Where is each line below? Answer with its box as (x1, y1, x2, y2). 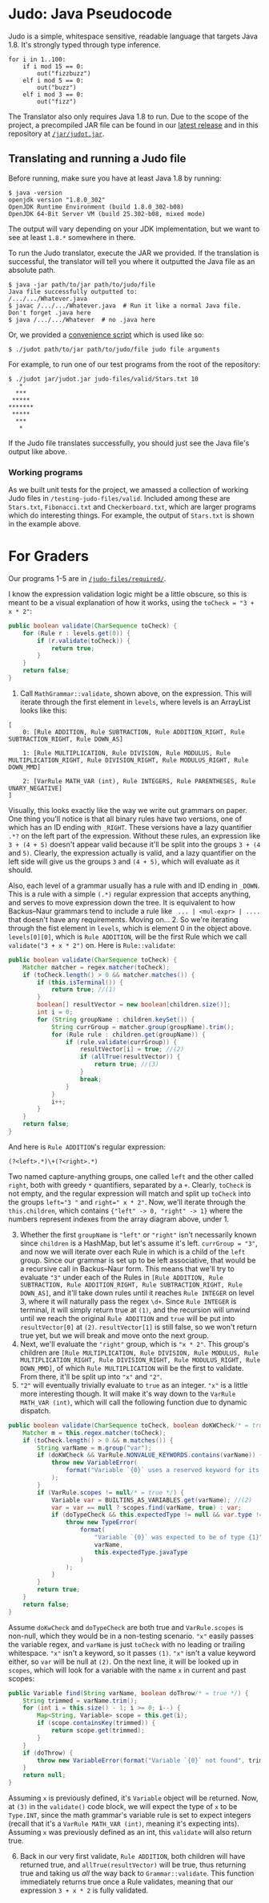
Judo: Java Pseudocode (8, 5, 172, 23)
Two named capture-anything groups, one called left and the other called (8, 1171, 254, 1181)
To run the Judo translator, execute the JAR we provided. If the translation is (8, 248, 259, 258)
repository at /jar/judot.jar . (8, 128, 105, 138)
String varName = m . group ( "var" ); (37, 1444, 152, 1452)
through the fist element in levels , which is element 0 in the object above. (8, 923, 252, 933)
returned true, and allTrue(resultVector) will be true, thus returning (19, 1860, 247, 1870)
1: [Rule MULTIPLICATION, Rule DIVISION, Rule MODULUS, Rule (22, 749, 231, 757)
